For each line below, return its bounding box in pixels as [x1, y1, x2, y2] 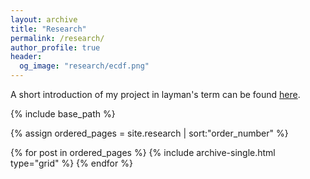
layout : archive [10, 14, 78, 25]
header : [10, 52, 43, 62]
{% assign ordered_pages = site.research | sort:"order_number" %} [10, 127, 289, 139]
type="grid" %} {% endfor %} [10, 157, 133, 169]
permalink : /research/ [10, 33, 105, 43]
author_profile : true [10, 42, 101, 53]
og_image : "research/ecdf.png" [19, 61, 150, 71]
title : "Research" [10, 24, 87, 34]
